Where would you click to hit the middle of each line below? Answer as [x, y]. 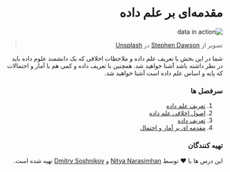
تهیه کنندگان [205, 146]
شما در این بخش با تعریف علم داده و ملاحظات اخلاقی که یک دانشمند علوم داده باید [117, 58]
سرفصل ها [207, 91]
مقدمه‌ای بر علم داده [171, 13]
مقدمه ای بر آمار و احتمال [173, 128]
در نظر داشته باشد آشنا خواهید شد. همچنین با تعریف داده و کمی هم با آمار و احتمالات [115, 65]
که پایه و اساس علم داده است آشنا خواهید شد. [163, 73]
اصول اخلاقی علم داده [177, 113]
